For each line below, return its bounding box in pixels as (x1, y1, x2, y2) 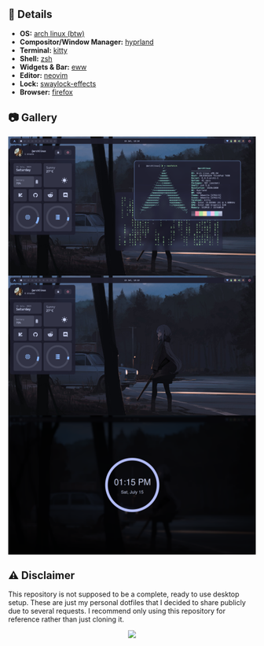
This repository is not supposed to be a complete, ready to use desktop (8, 589, 240, 599)
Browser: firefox (19, 87, 73, 97)
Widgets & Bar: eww (19, 62, 87, 72)
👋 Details (8, 8, 53, 21)
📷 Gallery (8, 111, 57, 124)
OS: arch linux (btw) (19, 28, 85, 38)
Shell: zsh (19, 54, 53, 63)
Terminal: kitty (19, 45, 68, 55)
